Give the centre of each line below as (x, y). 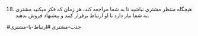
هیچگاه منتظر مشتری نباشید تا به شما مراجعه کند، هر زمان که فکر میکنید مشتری (103, 9)
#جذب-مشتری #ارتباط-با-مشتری (44, 27)
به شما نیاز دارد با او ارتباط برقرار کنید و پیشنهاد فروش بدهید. (82, 15)
